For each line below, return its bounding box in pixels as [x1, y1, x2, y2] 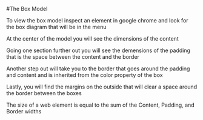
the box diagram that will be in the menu [6, 24, 107, 30]
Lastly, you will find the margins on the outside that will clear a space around [6, 83, 198, 90]
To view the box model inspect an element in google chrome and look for [6, 17, 189, 24]
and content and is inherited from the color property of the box [6, 72, 163, 78]
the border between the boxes [6, 90, 82, 96]
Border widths [6, 108, 42, 115]
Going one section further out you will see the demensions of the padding [6, 47, 191, 54]
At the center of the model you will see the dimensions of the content [6, 35, 179, 42]
